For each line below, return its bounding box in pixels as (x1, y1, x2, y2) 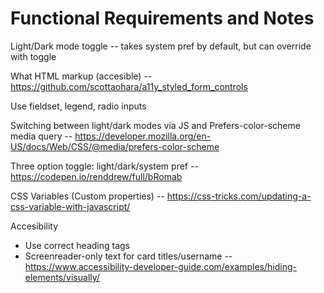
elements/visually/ (24, 271, 100, 283)
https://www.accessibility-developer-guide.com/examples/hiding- (24, 260, 297, 272)
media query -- (10, 130, 73, 142)
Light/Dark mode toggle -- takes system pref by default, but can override (10, 40, 312, 52)
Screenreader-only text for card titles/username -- (24, 250, 233, 262)
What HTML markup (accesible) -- (10, 70, 153, 82)
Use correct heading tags (24, 239, 130, 251)
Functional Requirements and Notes (10, 7, 315, 30)
